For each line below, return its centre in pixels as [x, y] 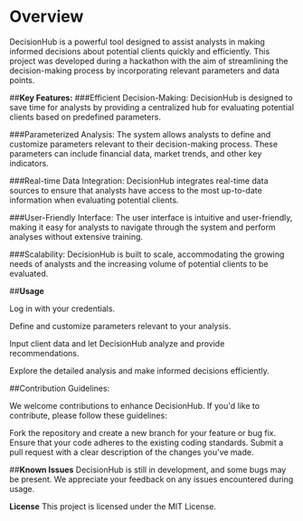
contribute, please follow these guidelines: [88, 415]
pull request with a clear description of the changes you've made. [132, 452]
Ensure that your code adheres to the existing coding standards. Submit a [147, 442]
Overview [47, 17]
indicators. [29, 163]
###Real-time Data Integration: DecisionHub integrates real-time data [139, 180]
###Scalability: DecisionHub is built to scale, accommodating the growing [147, 254]
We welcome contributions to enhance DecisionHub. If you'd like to [135, 405]
